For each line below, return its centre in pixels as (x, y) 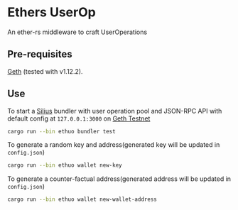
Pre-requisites (40, 54)
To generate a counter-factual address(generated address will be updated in (119, 179)
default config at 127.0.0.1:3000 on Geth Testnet (79, 118)
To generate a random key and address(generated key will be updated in (114, 145)
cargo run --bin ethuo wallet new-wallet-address (82, 199)
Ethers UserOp (52, 12)
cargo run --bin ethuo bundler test (61, 131)
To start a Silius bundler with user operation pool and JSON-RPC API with (115, 111)
